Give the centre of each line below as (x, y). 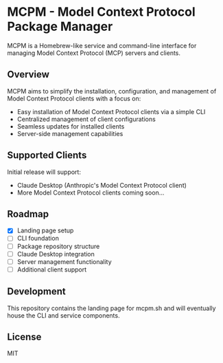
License (24, 337)
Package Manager (60, 26)
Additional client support (52, 269)
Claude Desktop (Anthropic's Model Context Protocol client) (102, 185)
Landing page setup (45, 230)
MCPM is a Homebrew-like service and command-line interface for (102, 45)
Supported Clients (47, 155)
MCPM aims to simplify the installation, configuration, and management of (112, 91)
